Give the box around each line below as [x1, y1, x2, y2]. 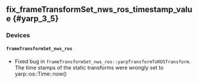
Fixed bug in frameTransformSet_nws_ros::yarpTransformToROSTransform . [14, 58, 191, 65]
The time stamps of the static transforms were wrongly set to [14, 64, 164, 71]
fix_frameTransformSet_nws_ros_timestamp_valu [6, 5, 193, 15]
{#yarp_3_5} [12, 14, 59, 24]
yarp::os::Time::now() [14, 70, 67, 77]
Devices [6, 32, 31, 40]
